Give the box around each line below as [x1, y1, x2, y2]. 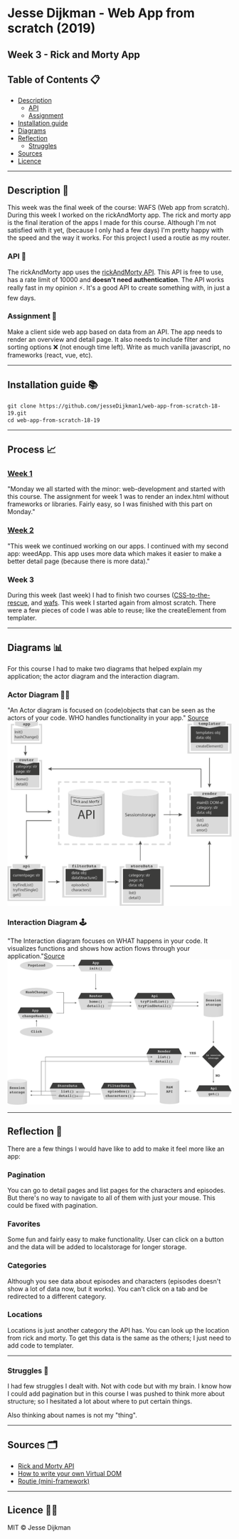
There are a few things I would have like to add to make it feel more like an [7, 1144, 225, 1153]
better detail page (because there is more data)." [7, 557, 151, 565]
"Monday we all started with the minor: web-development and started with [7, 485, 225, 493]
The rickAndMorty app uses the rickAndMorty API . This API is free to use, [7, 268, 224, 276]
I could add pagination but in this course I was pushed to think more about [7, 1390, 225, 1398]
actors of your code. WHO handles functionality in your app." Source [7, 714, 209, 722]
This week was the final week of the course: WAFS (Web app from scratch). [7, 203, 230, 212]
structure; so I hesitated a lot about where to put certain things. [7, 1397, 193, 1406]
